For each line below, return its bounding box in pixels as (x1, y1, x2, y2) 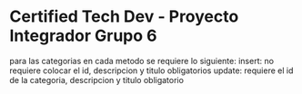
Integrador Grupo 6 (9, 25, 157, 46)
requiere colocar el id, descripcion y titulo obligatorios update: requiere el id (9, 65, 294, 76)
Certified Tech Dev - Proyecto (9, 6, 239, 27)
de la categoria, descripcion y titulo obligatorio (9, 74, 185, 85)
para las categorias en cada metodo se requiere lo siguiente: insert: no (9, 55, 275, 66)
